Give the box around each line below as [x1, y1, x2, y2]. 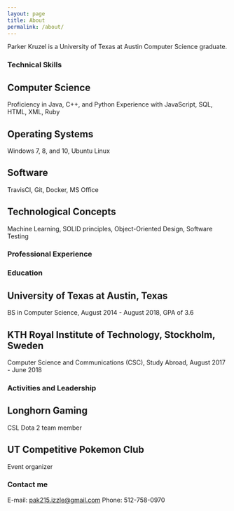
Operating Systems [7, 128, 94, 140]
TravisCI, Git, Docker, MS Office [7, 185, 99, 193]
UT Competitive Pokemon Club [7, 444, 145, 456]
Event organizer [7, 462, 53, 470]
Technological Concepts [7, 206, 117, 218]
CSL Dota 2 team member [7, 423, 82, 432]
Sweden [7, 339, 44, 351]
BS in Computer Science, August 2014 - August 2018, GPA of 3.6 [7, 308, 194, 317]
